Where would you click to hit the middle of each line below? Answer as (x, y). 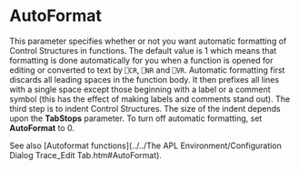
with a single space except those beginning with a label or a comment (140, 89)
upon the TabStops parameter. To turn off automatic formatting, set (136, 118)
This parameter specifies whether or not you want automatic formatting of (148, 41)
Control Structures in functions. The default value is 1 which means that (143, 50)
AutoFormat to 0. (42, 127)
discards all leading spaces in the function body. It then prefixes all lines (145, 79)
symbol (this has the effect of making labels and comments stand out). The (150, 99)
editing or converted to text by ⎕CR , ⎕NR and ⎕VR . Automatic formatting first (147, 70)
